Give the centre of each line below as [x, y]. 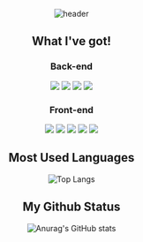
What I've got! [71, 41]
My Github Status [71, 207]
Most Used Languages [71, 158]
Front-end [71, 110]
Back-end [71, 66]
